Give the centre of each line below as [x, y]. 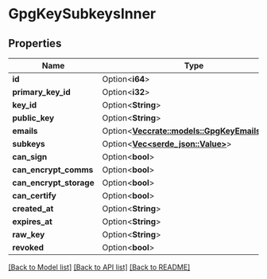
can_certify [35, 196]
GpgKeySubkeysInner [82, 14]
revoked [28, 248]
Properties [35, 43]
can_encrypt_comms [53, 170]
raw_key [29, 234]
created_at [33, 208]
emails [25, 131]
